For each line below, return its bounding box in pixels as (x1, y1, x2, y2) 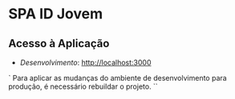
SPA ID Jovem (8, 5, 103, 23)
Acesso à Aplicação (8, 37, 110, 50)
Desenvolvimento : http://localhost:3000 (19, 57, 152, 67)
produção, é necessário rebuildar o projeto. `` (8, 81, 158, 91)
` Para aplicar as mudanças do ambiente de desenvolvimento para (8, 73, 227, 82)
